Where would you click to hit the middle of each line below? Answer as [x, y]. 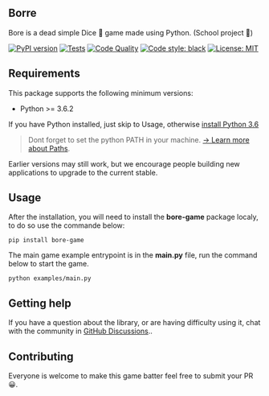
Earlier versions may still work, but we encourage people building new [124, 163]
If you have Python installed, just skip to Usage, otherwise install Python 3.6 [134, 124]
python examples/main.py [50, 278]
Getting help [40, 303]
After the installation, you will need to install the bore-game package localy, [133, 217]
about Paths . [49, 148]
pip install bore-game [46, 241]
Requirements [44, 74]
